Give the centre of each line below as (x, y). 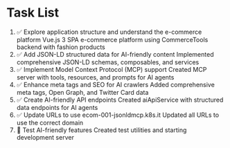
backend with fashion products (61, 47)
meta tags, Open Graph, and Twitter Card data (82, 92)
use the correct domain (50, 122)
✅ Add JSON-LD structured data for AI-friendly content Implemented (115, 54)
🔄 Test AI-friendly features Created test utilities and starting (101, 130)
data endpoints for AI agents (57, 107)
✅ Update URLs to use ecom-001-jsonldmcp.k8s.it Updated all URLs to (118, 115)
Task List (33, 13)
